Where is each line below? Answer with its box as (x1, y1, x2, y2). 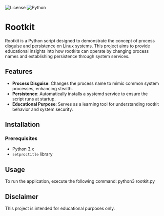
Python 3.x (12, 146, 34, 152)
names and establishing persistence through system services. (5, 53, 130, 59)
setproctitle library (12, 151, 53, 157)
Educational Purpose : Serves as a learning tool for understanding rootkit (12, 101, 159, 107)
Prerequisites (5, 135, 38, 142)
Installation (5, 120, 40, 129)
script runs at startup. (12, 96, 56, 102)
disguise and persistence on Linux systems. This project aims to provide (5, 43, 150, 49)
